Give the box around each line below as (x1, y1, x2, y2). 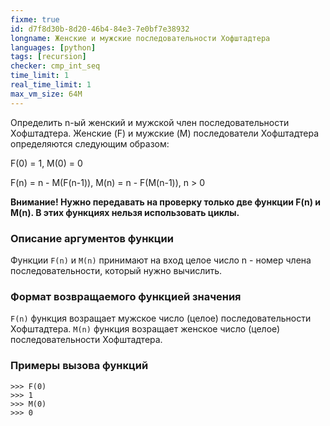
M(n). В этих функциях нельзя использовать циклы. (10, 206, 240, 218)
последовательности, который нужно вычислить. (10, 264, 223, 276)
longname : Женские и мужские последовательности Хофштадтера (10, 33, 271, 43)
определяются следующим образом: (10, 137, 170, 150)
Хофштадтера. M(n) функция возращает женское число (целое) (10, 323, 281, 335)
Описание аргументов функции (10, 231, 174, 245)
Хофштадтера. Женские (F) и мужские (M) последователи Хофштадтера (10, 127, 319, 139)
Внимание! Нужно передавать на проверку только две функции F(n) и (10, 196, 322, 208)
